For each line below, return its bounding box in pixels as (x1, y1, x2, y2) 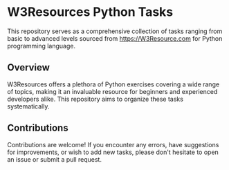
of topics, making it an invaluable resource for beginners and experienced (7, 87, 218, 95)
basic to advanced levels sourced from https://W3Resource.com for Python (7, 34, 223, 42)
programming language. (7, 41, 76, 50)
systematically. (7, 102, 50, 111)
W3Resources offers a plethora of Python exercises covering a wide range (7, 80, 220, 88)
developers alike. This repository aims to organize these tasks (7, 95, 183, 103)
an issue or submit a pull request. (7, 155, 102, 163)
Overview (7, 62, 51, 73)
